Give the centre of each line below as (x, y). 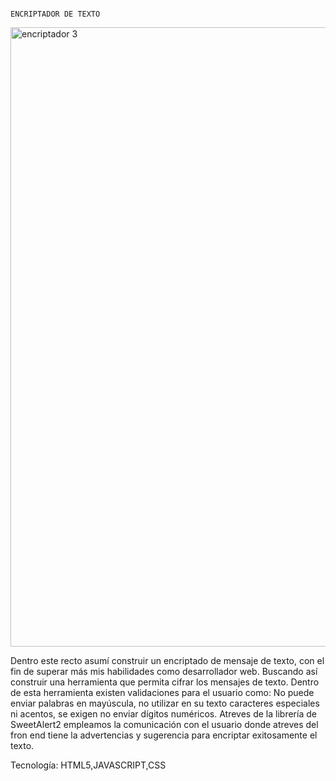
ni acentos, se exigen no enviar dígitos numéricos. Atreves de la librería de (163, 714)
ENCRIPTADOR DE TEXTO (55, 14)
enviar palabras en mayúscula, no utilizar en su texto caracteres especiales (165, 703)
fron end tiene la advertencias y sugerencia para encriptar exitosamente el (164, 735)
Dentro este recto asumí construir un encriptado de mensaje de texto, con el (167, 660)
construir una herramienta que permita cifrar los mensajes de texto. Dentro (165, 682)
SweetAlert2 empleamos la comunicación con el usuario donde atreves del (164, 724)
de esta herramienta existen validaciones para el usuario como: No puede (162, 692)
